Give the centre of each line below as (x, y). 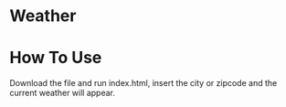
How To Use (56, 58)
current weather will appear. (63, 93)
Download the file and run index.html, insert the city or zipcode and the (143, 83)
